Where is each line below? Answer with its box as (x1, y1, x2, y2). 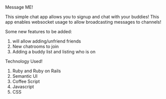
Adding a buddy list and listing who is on (12, 49, 96, 54)
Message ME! (5, 4, 33, 10)
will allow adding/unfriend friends (12, 38, 81, 44)
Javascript (12, 84, 34, 90)
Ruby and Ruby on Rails (12, 68, 61, 74)
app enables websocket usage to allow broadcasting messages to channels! (5, 19, 162, 25)
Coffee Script (12, 79, 40, 84)
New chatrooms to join (12, 44, 59, 49)
